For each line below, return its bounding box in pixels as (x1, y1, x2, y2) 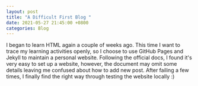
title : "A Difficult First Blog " (6, 14, 92, 20)
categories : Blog (6, 25, 49, 31)
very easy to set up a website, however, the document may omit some (6, 60, 177, 68)
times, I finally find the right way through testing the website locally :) (6, 73, 175, 80)
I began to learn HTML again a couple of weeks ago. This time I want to (6, 42, 181, 49)
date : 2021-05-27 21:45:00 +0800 (6, 20, 89, 26)
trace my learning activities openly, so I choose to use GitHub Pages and (6, 48, 184, 55)
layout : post (6, 8, 39, 15)
